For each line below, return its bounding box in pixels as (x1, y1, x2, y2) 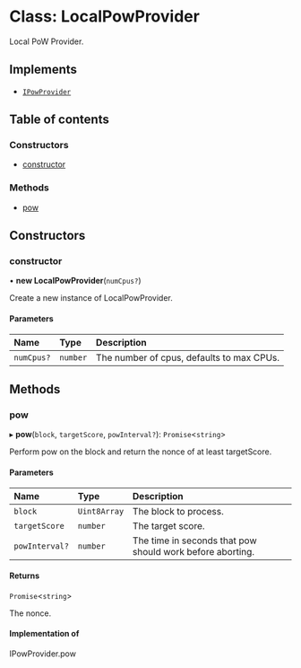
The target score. (133, 519, 205, 532)
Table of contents (9, 112, 109, 127)
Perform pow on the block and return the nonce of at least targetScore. (9, 446, 272, 457)
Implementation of (9, 628, 80, 639)
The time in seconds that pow (133, 534, 257, 547)
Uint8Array (77, 505, 125, 516)
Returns (9, 570, 40, 581)
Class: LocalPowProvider (9, 6, 200, 27)
